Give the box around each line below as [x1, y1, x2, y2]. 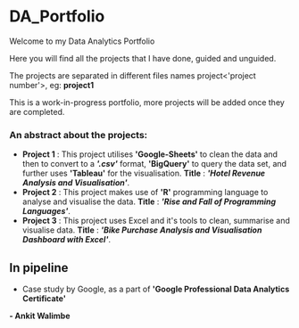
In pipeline [9, 260, 69, 275]
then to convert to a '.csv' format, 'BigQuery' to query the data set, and [21, 159, 287, 169]
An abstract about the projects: [9, 128, 148, 141]
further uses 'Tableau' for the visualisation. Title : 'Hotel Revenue [21, 168, 266, 179]
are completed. [9, 106, 65, 117]
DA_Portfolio [9, 6, 105, 27]
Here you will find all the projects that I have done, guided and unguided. [9, 53, 277, 63]
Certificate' [21, 293, 67, 304]
